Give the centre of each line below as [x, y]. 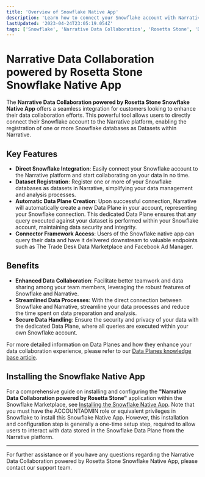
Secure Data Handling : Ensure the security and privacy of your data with [107, 319]
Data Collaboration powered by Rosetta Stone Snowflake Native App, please [102, 461]
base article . [22, 357]
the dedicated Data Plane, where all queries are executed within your [102, 326]
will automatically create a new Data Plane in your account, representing [106, 208]
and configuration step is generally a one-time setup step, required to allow [101, 424]
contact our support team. [39, 467]
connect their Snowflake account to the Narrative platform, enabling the [97, 122]
